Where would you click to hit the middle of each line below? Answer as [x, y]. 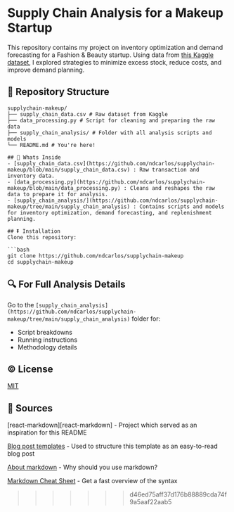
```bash [19, 250]
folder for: [146, 319]
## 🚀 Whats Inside [34, 157]
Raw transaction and [169, 169]
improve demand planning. [46, 70]
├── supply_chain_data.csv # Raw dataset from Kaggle [88, 114]
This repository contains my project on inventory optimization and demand [115, 47]
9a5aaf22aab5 [151, 502]
